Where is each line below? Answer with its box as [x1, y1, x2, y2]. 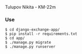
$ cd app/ [5, 36, 25, 41]
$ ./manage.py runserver [5, 44, 56, 49]
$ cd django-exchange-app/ [5, 27, 60, 32]
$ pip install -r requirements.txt [5, 32, 78, 36]
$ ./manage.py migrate [5, 40, 51, 45]
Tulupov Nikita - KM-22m [5, 4, 56, 10]
